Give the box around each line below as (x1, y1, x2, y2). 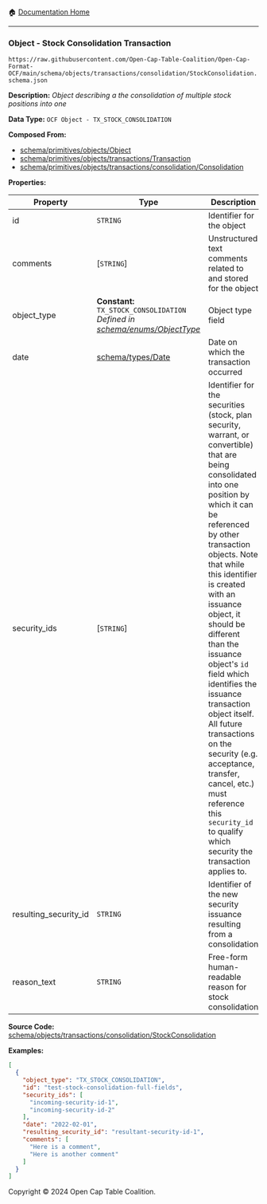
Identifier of (207, 879, 252, 890)
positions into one (8, 99, 67, 108)
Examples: (8, 1046, 44, 1056)
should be (207, 619, 246, 630)
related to (207, 263, 244, 274)
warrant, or (207, 430, 250, 441)
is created (207, 579, 246, 590)
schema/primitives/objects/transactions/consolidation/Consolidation (19, 163, 244, 172)
